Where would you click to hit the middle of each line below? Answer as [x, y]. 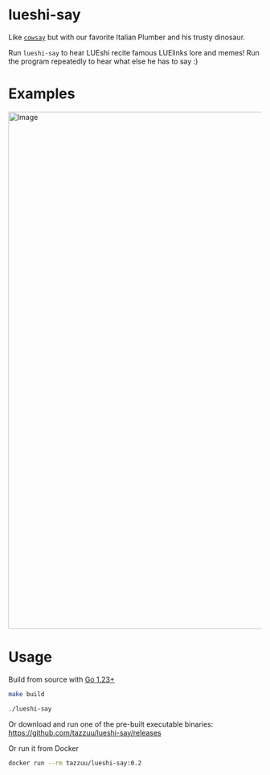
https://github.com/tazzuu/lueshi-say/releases [85, 732]
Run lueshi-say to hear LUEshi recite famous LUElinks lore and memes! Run [134, 52]
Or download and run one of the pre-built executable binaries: [111, 724]
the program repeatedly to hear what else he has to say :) [103, 61]
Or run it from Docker [43, 748]
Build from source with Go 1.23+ [61, 679]
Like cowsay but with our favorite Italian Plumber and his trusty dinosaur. [127, 37]
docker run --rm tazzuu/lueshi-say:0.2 [75, 763]
